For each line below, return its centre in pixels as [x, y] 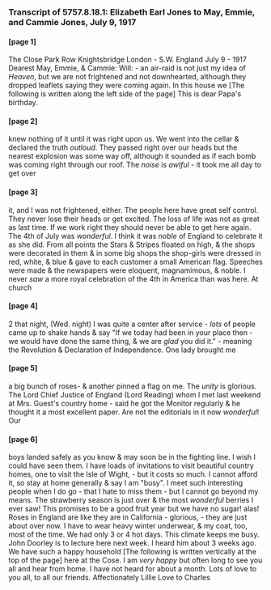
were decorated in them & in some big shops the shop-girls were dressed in [135, 253]
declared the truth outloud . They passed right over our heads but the [123, 147]
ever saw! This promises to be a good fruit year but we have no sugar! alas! [134, 509]
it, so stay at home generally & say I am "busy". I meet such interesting [126, 483]
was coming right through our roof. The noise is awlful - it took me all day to [135, 165]
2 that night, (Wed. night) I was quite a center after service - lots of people [132, 324]
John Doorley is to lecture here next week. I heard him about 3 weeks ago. [132, 543]
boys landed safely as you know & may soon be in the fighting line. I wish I [132, 457]
